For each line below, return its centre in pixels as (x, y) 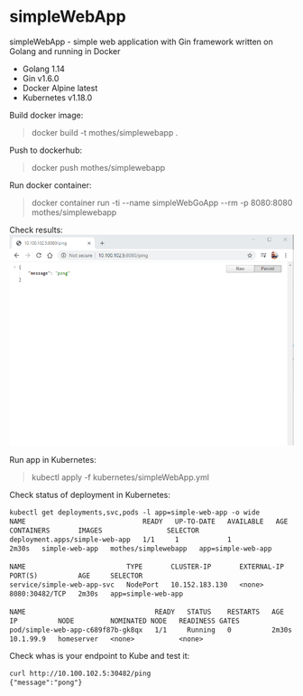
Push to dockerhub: (46, 150)
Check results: (36, 230)
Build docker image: (46, 115)
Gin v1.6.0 (41, 78)
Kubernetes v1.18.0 (57, 98)
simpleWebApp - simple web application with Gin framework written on (141, 42)
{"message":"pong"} (46, 683)
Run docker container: (50, 185)
